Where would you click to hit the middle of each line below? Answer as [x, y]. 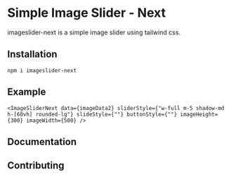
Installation [32, 54]
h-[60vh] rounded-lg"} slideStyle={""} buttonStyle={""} [92, 114]
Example [27, 92]
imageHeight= [199, 114]
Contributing [36, 166]
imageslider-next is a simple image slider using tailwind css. [94, 32]
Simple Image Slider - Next [87, 13]
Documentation [42, 142]
